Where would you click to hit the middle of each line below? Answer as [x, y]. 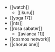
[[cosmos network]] [30, 39]
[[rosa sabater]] [26, 28]
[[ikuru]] [26, 12]
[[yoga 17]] [21, 18]
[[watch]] [19, 7]
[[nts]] [16, 23]
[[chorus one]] [25, 44]
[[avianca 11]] [31, 34]
